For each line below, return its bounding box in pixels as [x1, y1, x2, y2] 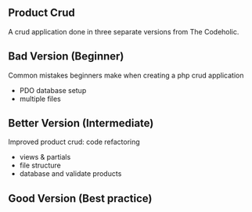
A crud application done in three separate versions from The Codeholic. [8, 27, 239, 36]
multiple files [19, 94, 61, 103]
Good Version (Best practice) [8, 192, 153, 205]
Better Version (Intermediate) [8, 117, 154, 130]
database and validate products [19, 169, 122, 178]
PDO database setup [19, 85, 87, 95]
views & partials [19, 153, 71, 162]
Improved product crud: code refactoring [8, 137, 141, 147]
